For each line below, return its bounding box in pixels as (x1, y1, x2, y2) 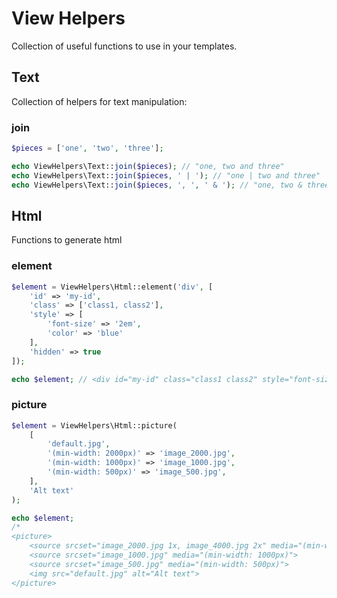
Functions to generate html (11, 234, 123, 246)
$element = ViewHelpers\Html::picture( (11, 420, 178, 431)
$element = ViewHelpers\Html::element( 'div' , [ (11, 282, 214, 292)
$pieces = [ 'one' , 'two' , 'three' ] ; (11, 143, 164, 154)
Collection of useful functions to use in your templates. (11, 40, 238, 52)
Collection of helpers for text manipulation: (11, 95, 188, 107)
